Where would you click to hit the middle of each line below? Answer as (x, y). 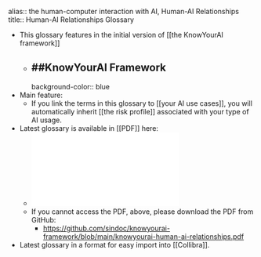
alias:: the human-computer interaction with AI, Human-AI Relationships (123, 11)
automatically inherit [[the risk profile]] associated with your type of (140, 111)
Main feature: (41, 95)
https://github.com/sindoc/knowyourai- (107, 228)
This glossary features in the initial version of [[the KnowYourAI (121, 35)
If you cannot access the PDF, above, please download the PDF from (142, 212)
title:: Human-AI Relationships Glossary (71, 20)
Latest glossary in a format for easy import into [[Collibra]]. (114, 244)
